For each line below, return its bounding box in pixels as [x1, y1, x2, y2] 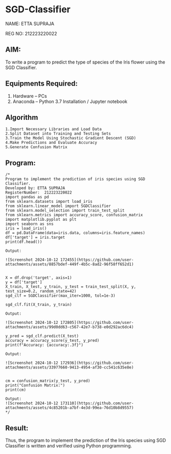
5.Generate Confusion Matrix [5, 145, 68, 150]
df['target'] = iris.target [5, 235, 66, 240]
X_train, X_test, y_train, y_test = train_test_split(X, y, [5, 284, 137, 290]
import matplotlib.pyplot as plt [5, 217, 77, 222]
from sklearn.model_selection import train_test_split [5, 208, 125, 213]
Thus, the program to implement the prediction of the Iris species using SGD [5, 437, 166, 443]
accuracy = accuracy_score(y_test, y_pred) [5, 338, 100, 343]
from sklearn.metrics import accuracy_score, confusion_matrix [5, 213, 143, 218]
